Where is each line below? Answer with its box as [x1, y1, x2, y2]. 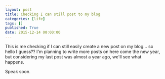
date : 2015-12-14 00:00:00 [5, 30, 61, 35]
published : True [5, 26, 39, 30]
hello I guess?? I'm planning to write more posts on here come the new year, [5, 49, 161, 54]
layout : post [5, 7, 32, 12]
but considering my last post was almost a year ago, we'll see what [5, 54, 142, 59]
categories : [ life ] [5, 16, 45, 21]
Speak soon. [5, 69, 31, 74]
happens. [5, 59, 25, 65]
